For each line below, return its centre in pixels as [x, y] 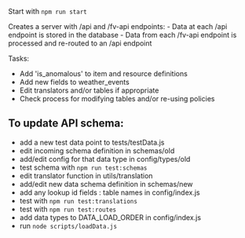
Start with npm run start [48, 11]
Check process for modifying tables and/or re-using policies [117, 99]
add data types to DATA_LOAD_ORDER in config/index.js [110, 217]
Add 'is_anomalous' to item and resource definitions [104, 73]
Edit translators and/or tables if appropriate [89, 90]
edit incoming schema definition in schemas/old [97, 150]
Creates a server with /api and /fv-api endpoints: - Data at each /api [118, 26]
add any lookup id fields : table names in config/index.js [110, 192]
